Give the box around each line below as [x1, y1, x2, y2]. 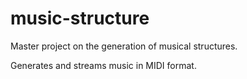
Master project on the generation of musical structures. [10, 40, 238, 52]
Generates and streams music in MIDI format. [10, 59, 197, 71]
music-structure [10, 7, 150, 30]
